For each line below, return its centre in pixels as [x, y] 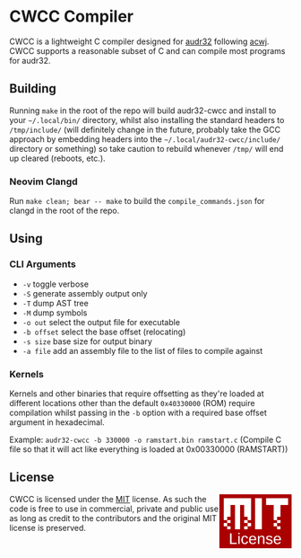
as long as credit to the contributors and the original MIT [113, 518]
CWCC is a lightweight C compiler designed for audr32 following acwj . [139, 41]
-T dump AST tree [56, 303]
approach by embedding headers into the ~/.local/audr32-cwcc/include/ [145, 139]
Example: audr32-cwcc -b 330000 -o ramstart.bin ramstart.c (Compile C [146, 440]
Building [33, 89]
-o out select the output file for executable [101, 322]
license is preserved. [48, 527]
